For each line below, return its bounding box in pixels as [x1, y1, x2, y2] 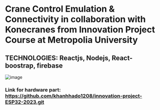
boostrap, [5, 61, 36, 70]
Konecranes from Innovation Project [5, 24, 155, 35]
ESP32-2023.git [5, 98, 45, 105]
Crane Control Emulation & [5, 3, 115, 15]
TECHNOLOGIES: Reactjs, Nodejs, [5, 54, 111, 62]
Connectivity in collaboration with [5, 14, 146, 25]
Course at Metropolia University [5, 35, 138, 46]
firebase [36, 61, 63, 70]
